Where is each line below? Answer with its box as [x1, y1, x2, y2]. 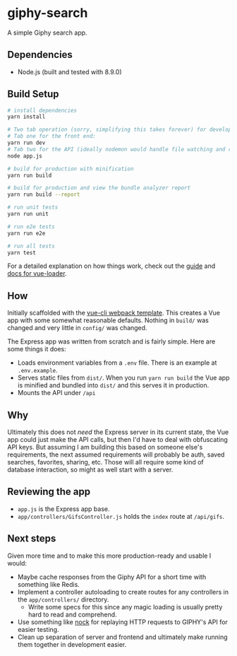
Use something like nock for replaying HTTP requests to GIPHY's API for [17, 617, 228, 626]
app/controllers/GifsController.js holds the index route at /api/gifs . [17, 512, 224, 520]
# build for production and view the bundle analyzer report [7, 184, 191, 192]
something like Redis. [17, 580, 80, 588]
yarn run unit [7, 211, 49, 218]
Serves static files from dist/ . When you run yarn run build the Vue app [17, 373, 230, 382]
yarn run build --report [7, 191, 80, 199]
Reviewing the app [7, 486, 90, 498]
